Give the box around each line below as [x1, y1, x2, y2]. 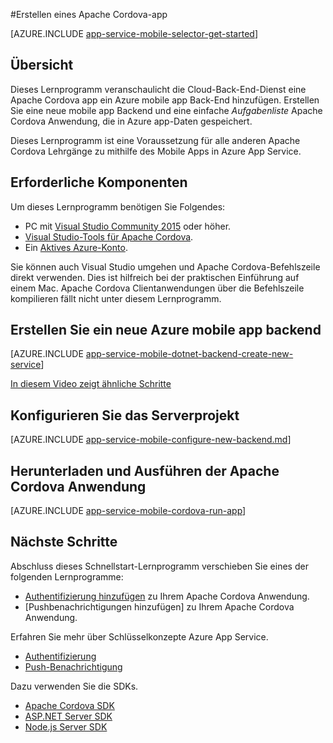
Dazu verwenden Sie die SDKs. [10, 680, 139, 692]
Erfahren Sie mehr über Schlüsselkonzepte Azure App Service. [10, 630, 269, 643]
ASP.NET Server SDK [24, 710, 113, 722]
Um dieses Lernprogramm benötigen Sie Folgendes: [10, 200, 226, 213]
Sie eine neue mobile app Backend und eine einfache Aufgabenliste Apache [10, 104, 323, 116]
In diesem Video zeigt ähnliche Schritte [10, 378, 172, 390]
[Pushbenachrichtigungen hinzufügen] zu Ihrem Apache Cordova [24, 600, 295, 613]
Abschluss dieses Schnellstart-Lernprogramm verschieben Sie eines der [10, 560, 309, 572]
